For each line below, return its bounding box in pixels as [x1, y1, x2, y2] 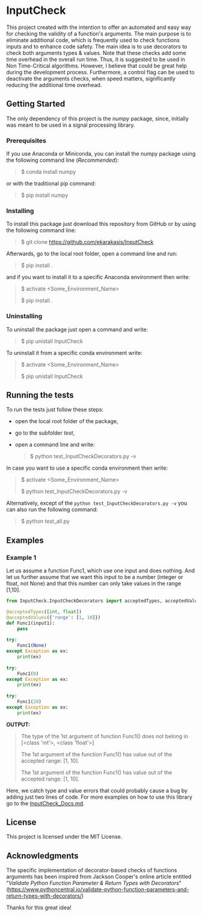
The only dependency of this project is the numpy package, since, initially [6, 115, 189, 122]
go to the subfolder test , [14, 429, 75, 436]
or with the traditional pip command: [6, 180, 96, 187]
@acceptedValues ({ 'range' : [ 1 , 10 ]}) [6, 614, 101, 621]
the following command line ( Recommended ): [6, 156, 119, 164]
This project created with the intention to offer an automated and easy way [6, 24, 191, 31]
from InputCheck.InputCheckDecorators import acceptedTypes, [6, 598, 163, 604]
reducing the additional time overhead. [6, 81, 102, 88]
